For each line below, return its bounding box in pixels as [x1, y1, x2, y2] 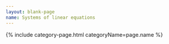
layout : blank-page [5, 8, 55, 15]
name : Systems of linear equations [5, 14, 96, 20]
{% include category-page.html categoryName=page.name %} [5, 31, 163, 38]
